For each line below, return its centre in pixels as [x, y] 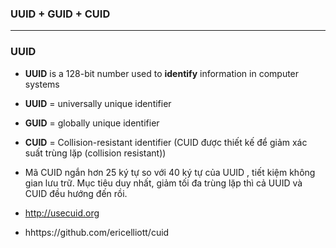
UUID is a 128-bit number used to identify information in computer [162, 73]
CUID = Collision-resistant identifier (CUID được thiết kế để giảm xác [166, 142]
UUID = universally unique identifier [98, 103]
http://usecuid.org [62, 213]
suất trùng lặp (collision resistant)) [95, 153]
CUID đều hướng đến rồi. [76, 193]
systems [42, 84]
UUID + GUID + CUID [60, 14]
